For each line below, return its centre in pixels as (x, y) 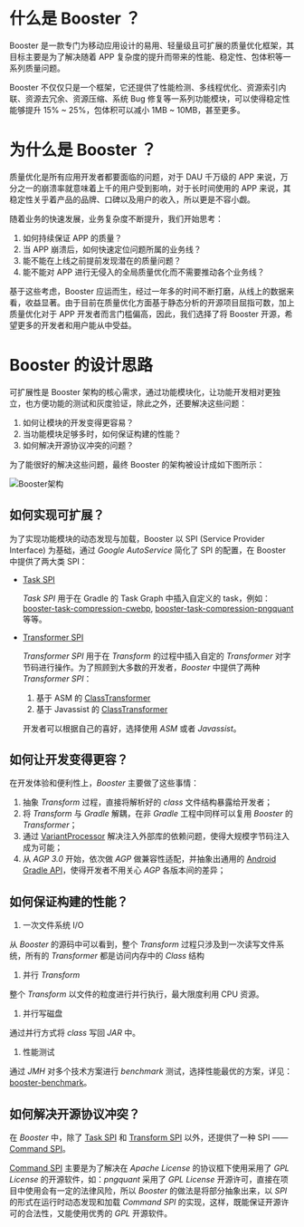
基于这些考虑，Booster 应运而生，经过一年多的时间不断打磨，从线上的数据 (148, 291)
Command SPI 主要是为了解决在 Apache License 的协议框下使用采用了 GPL (149, 1168)
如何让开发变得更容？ (69, 760)
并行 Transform (51, 975)
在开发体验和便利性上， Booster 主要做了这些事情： (104, 783)
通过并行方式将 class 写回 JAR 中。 (75, 1033)
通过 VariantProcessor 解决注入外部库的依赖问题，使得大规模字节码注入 (156, 836)
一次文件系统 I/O (53, 925)
